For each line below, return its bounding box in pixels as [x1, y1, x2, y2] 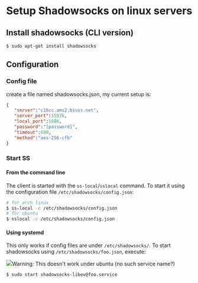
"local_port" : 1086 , [14, 119, 62, 124]
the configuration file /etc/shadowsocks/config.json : [6, 188, 134, 195]
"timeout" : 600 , [14, 129, 51, 135]
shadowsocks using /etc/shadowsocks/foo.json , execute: [6, 248, 146, 255]
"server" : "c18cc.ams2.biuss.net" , [14, 107, 99, 113]
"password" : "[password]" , [14, 124, 78, 130]
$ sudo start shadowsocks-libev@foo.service [6, 272, 118, 278]
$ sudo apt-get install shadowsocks [6, 43, 96, 49]
